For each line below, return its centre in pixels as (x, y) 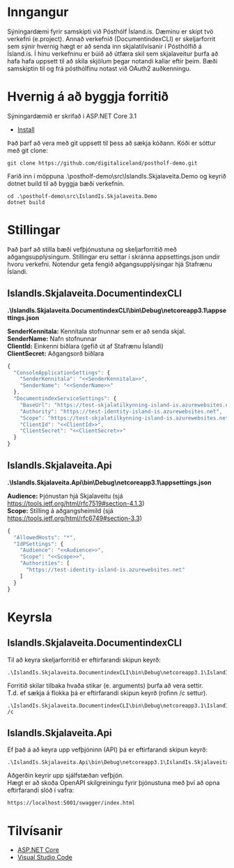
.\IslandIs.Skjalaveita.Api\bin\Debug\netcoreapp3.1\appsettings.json (109, 482)
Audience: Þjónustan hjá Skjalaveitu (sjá (65, 496)
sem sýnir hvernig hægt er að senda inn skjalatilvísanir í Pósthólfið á (104, 46)
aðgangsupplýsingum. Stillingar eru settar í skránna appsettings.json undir (114, 257)
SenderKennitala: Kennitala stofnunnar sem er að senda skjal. (96, 331)
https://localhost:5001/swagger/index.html (71, 803)
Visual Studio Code (45, 858)
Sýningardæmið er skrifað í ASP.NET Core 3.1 (72, 116)
